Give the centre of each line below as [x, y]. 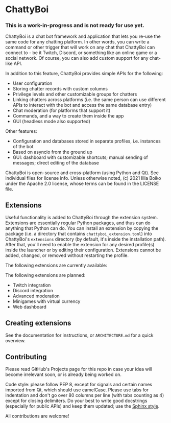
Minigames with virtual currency [46, 301]
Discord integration [33, 291]
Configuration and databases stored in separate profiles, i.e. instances [87, 141]
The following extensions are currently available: [56, 265]
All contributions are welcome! [37, 416]
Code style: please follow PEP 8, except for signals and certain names [79, 384]
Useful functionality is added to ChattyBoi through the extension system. [82, 218]
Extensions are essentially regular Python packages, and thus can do [78, 223]
